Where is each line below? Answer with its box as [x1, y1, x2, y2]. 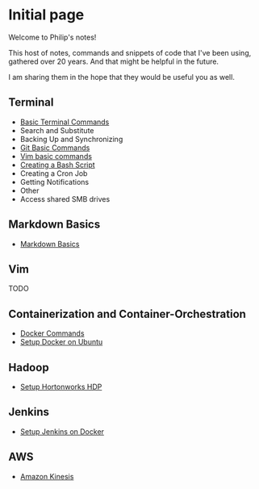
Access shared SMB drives [19, 194, 111, 203]
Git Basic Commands [19, 143, 90, 153]
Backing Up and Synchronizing [19, 134, 123, 144]
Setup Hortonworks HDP [19, 382, 102, 391]
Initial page [8, 6, 85, 24]
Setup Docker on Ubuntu [19, 337, 103, 347]
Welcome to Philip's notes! [8, 32, 97, 42]
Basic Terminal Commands [19, 117, 110, 127]
